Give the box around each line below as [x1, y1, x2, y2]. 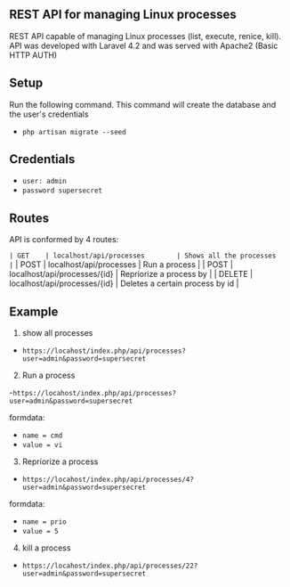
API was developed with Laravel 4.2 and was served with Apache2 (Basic [9, 40, 278, 51]
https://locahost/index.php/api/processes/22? [21, 561, 198, 571]
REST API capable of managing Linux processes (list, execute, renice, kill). [9, 30, 282, 41]
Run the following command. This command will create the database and [9, 99, 277, 110]
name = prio [21, 518, 67, 526]
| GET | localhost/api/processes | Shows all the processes [9, 251, 277, 261]
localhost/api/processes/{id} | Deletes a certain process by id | [9, 278, 239, 289]
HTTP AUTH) [9, 49, 58, 61]
